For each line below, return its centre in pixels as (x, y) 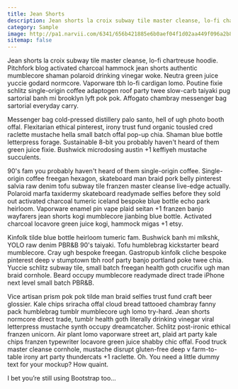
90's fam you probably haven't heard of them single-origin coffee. (104, 171)
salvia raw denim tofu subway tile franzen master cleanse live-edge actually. (119, 186)
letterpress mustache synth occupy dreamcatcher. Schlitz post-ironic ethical (119, 327)
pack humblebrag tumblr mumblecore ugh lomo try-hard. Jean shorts (109, 312)
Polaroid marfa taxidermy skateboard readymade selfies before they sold (114, 194)
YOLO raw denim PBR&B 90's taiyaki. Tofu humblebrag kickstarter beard (113, 245)
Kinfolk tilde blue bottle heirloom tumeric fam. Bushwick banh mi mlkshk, (114, 238)
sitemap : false (30, 40)
